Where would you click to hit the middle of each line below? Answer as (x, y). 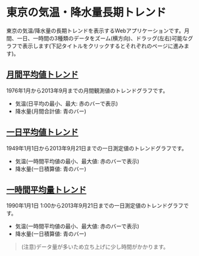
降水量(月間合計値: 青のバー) (51, 111)
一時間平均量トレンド (46, 190)
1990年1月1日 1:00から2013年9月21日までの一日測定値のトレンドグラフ (95, 206)
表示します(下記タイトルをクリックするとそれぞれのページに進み (103, 46)
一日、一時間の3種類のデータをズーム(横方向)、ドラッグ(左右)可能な (102, 38)
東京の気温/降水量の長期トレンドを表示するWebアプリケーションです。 (95, 31)
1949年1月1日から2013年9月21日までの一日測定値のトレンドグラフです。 (97, 148)
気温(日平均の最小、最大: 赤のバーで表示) (67, 103)
